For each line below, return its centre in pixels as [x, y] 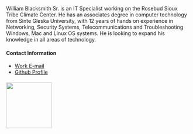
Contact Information [31, 53]
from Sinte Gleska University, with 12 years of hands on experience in [90, 21]
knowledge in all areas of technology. [51, 39]
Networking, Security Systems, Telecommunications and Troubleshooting [95, 27]
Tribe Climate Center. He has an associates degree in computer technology [96, 15]
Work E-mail [30, 66]
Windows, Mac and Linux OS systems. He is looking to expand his [85, 33]
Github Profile [31, 72]
